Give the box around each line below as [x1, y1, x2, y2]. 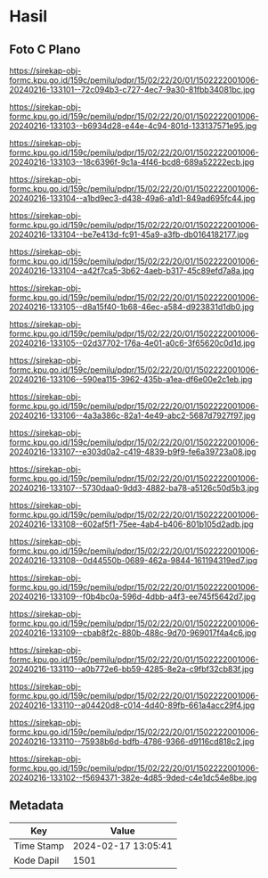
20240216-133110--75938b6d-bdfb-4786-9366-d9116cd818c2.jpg [9, 736, 256, 746]
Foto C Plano [9, 42, 81, 57]
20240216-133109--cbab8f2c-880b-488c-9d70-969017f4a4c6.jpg [9, 628, 256, 638]
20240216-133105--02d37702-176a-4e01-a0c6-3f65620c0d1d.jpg [9, 338, 256, 349]
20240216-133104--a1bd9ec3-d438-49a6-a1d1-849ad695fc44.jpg [9, 193, 256, 203]
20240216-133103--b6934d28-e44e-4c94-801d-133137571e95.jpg [9, 120, 257, 131]
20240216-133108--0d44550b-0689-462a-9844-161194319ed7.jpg [9, 555, 258, 565]
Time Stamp [13, 840, 65, 852]
